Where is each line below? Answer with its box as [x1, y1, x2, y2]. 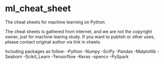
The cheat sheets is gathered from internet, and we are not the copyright [5, 28, 152, 34]
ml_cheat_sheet [5, 3, 71, 14]
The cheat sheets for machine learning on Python [5, 19, 105, 25]
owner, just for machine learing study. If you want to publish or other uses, [5, 34, 155, 40]
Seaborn [5, 53, 23, 59]
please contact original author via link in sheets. [5, 39, 101, 44]
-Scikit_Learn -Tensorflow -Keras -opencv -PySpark [23, 53, 129, 59]
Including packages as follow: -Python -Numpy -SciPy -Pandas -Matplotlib [5, 48, 156, 54]
